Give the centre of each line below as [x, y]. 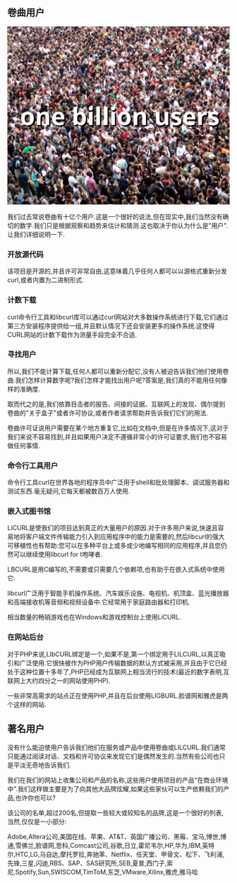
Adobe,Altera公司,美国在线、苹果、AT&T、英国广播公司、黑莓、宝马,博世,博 [117, 836]
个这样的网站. [27, 704]
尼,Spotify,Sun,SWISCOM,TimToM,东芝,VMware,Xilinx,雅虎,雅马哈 [103, 872]
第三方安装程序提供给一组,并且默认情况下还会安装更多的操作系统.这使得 [111, 326]
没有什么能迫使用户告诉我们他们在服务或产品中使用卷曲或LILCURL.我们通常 [116, 747]
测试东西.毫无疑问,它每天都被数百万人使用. [69, 491]
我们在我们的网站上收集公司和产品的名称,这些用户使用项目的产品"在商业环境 [118, 780]
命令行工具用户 [33, 465]
